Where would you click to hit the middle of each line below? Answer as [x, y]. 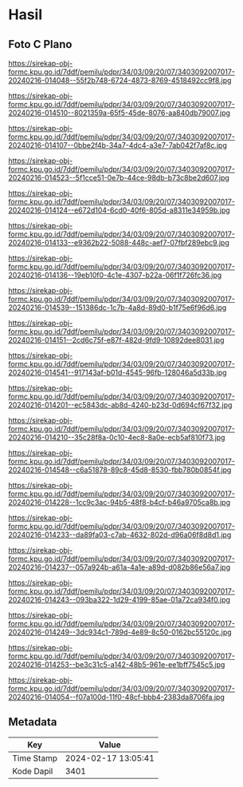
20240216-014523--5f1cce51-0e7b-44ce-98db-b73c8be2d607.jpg [119, 178]
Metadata [33, 722]
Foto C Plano [40, 44]
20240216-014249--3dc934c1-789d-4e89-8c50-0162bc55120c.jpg [120, 632]
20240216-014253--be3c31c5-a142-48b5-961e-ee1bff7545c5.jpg [117, 664]
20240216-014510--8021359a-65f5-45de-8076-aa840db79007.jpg [120, 113]
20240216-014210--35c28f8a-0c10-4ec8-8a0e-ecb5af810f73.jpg [117, 437]
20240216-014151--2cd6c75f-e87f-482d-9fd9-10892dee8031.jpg [116, 340]
